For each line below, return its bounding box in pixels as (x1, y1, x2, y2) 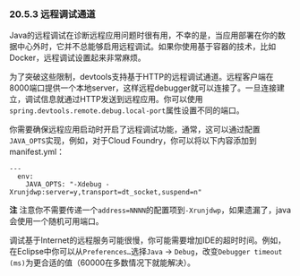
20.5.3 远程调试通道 (9, 7, 96, 20)
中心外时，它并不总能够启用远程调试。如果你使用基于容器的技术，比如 (16, 41, 276, 52)
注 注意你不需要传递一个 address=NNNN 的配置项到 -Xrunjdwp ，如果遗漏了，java (9, 204, 291, 216)
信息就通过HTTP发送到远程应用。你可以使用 (39, 94, 203, 105)
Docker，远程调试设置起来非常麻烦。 (9, 52, 146, 64)
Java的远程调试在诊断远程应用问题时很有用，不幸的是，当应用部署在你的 (9, 30, 279, 41)
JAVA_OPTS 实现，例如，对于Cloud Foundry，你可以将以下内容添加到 (9, 135, 257, 146)
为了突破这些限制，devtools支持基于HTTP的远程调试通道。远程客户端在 (9, 72, 274, 82)
